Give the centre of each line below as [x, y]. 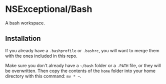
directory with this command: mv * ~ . [43, 76]
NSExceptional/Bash [49, 9]
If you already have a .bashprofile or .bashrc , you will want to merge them [82, 50]
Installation [23, 39]
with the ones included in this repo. [41, 56]
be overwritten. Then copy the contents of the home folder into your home [80, 71]
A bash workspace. [25, 23]
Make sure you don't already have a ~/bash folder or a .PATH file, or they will [83, 65]
